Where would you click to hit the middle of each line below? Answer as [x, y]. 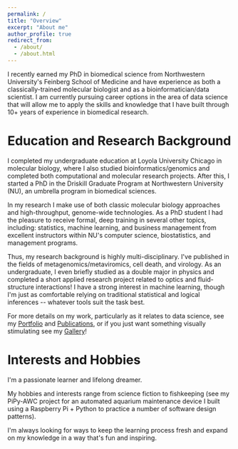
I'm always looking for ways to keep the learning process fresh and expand [118, 430]
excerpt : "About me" [38, 27]
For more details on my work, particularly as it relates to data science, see [116, 316]
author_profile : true [40, 34]
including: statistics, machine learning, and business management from [112, 227]
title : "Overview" [35, 21]
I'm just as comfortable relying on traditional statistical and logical [104, 294]
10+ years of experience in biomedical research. [78, 112]
